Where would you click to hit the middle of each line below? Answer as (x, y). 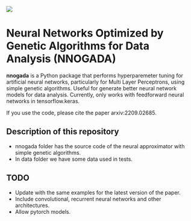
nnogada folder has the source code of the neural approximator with (100, 146)
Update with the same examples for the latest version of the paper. (98, 192)
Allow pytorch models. (43, 211)
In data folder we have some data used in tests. (74, 159)
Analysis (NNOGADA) (61, 59)
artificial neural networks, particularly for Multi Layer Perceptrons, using (95, 82)
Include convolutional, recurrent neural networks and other (88, 199)
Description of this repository (63, 132)
